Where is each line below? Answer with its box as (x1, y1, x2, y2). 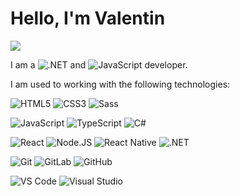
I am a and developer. (10, 58, 188, 71)
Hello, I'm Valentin (10, 7, 166, 30)
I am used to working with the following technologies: (10, 78, 231, 90)
